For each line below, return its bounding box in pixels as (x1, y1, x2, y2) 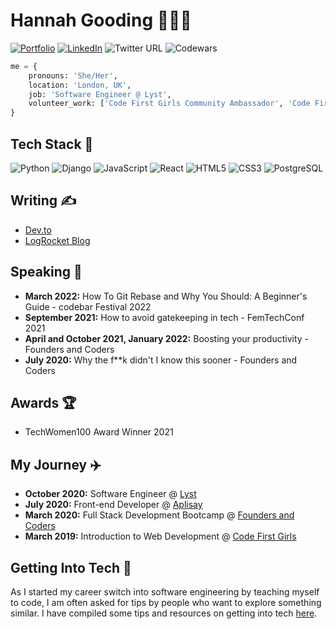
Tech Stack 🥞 (10, 135, 94, 153)
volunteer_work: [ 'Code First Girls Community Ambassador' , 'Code (28, 99, 311, 109)
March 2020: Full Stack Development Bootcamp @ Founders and (24, 509, 295, 521)
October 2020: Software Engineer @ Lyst (24, 488, 197, 500)
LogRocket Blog (24, 234, 91, 246)
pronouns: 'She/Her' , (28, 70, 118, 81)
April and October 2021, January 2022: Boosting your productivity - (24, 332, 309, 344)
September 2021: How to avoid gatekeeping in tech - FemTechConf (24, 311, 305, 323)
